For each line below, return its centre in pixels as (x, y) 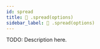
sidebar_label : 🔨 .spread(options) (51, 23)
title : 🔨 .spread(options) (40, 17)
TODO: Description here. (37, 40)
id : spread (20, 12)
